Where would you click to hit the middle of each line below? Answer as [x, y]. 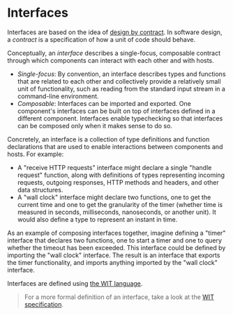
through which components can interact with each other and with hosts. [111, 60]
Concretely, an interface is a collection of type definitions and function [108, 139]
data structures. [40, 190]
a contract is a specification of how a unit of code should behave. [102, 39]
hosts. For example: [36, 154]
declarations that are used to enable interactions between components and [115, 146]
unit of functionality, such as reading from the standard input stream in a [121, 89]
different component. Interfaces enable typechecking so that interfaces [120, 118]
